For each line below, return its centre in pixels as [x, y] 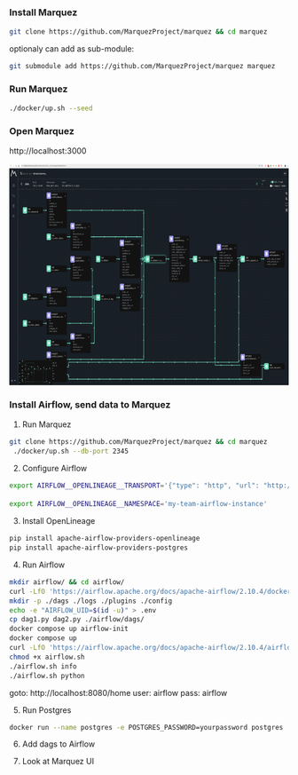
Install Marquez [43, 12]
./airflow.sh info [43, 666]
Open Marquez [42, 131]
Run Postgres [47, 710]
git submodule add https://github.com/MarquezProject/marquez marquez [142, 67]
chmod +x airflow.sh [47, 657]
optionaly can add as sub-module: [72, 49]
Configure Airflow [55, 468]
